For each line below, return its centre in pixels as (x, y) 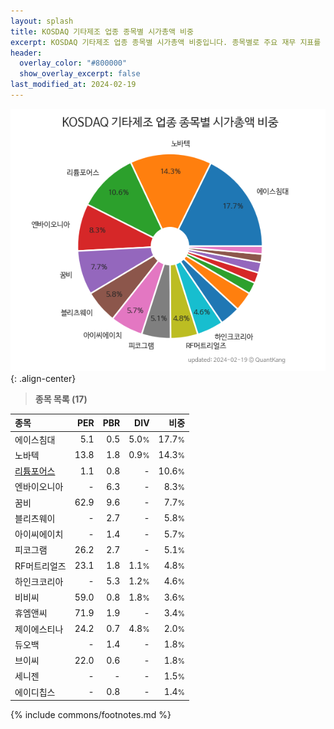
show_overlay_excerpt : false (80, 74)
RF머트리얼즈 (40, 566)
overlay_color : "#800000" (73, 63)
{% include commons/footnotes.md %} (91, 715)
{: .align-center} (43, 378)
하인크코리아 (39, 581)
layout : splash (42, 21)
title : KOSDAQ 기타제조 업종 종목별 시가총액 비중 (102, 31)
